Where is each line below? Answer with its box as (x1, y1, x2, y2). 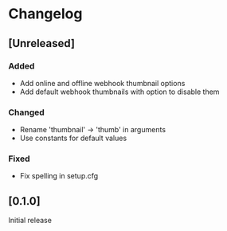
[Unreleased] (8, 37, 76, 50)
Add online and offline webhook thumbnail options (19, 78, 186, 88)
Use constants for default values (19, 133, 127, 143)
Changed (8, 107, 45, 118)
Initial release (8, 216, 52, 225)
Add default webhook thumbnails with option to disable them (19, 87, 220, 96)
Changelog (8, 5, 83, 23)
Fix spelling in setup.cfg (19, 171, 99, 181)
